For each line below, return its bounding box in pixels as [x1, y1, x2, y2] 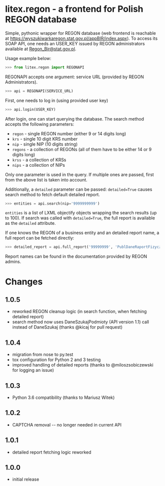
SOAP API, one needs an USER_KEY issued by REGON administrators [5, 40, 145, 46]
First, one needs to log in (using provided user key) [5, 97, 109, 103]
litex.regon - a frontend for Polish [5, 3, 143, 15]
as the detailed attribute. [5, 220, 56, 226]
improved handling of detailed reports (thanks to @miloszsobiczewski [12, 362, 154, 368]
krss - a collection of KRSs [12, 156, 66, 163]
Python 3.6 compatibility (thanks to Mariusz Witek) [12, 395, 115, 400]
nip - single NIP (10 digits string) [12, 141, 78, 147]
